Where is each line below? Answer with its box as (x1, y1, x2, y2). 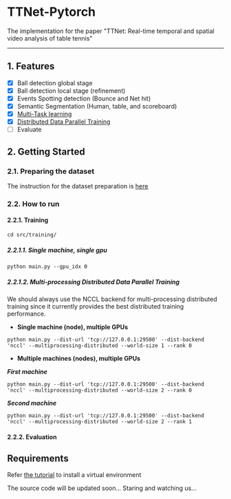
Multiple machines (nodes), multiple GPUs (16, 354, 141, 362)
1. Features (7, 60, 55, 72)
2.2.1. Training (7, 216, 49, 224)
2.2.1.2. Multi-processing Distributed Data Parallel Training (7, 278, 180, 286)
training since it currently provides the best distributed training (7, 302, 184, 310)
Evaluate (16, 125, 42, 134)
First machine (7, 367, 48, 375)
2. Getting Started (7, 146, 85, 157)
